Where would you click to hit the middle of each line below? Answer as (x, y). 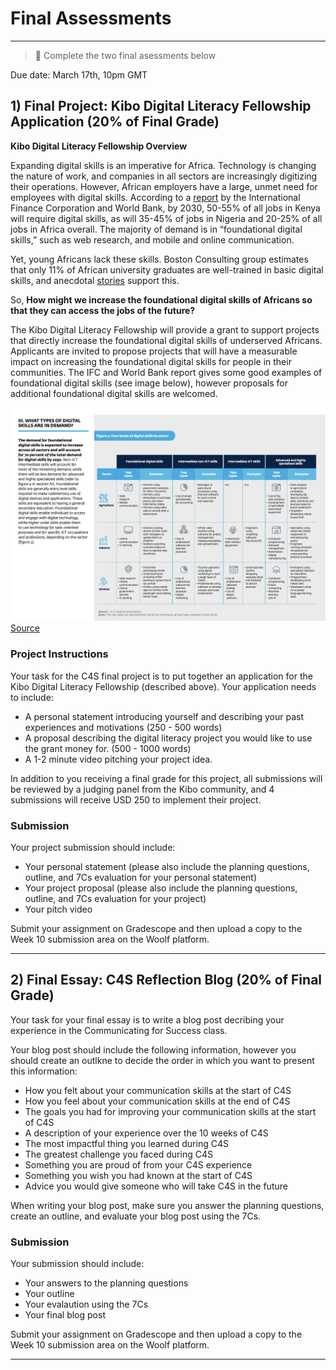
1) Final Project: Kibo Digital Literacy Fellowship (161, 106)
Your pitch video (58, 909)
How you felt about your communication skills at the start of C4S (158, 1090)
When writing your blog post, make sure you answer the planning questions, (167, 1205)
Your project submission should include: (93, 847)
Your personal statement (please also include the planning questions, (167, 866)
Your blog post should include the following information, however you (153, 1049)
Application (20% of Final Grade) (115, 122)
